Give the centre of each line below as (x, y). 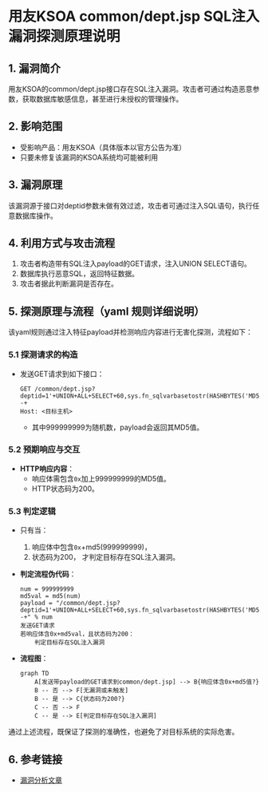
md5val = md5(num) (50, 596)
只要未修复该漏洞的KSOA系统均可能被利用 (89, 157)
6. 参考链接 (35, 759)
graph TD (34, 674)
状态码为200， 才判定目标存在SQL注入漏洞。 (106, 557)
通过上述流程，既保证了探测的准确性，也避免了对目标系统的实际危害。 (124, 732)
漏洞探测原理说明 (65, 36)
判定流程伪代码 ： (48, 574)
